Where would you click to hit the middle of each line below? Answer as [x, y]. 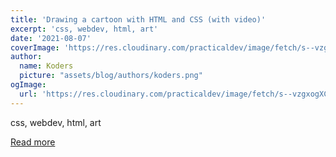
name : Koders [46, 66]
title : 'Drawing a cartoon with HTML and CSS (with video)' [138, 19]
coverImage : [35, 47]
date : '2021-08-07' [51, 38]
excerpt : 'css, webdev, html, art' [84, 29]
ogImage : [28, 85]
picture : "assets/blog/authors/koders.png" [111, 76]
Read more [33, 142]
